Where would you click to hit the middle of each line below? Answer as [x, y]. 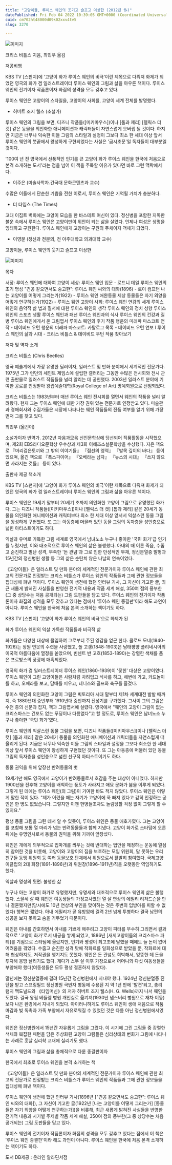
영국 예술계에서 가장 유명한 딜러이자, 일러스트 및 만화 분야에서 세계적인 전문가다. [85, 367]
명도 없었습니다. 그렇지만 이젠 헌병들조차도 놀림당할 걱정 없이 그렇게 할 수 [93, 804]
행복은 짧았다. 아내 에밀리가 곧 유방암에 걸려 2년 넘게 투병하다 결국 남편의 [89, 912]
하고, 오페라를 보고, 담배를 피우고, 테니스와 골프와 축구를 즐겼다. [74, 683]
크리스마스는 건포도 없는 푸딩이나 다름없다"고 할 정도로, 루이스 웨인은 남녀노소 [83, 714]
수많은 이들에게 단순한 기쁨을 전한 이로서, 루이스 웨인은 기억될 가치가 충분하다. [83, 193]
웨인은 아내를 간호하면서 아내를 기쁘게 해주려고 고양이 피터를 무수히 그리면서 [81, 929]
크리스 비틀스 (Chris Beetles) [35, 356]
